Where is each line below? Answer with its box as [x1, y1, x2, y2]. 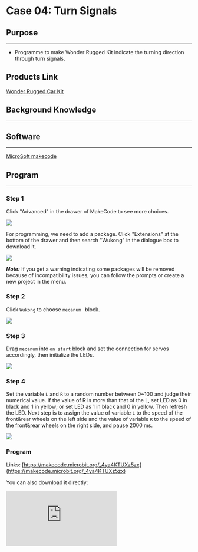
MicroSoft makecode [6, 153, 57, 160]
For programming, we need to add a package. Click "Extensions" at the [6, 230, 179, 237]
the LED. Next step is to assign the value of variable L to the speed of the [6, 409, 183, 416]
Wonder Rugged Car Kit [6, 87, 64, 95]
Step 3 [6, 331, 25, 340]
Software [6, 132, 41, 142]
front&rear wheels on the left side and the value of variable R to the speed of [6, 416, 192, 423]
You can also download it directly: [6, 479, 88, 486]
